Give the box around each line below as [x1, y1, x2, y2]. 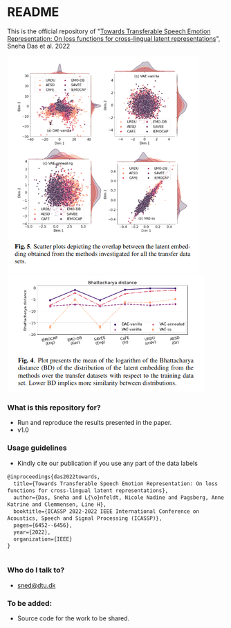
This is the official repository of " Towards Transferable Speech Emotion [7, 27, 211, 35]
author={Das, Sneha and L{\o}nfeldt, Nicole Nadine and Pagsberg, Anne [13, 494, 225, 501]
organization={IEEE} [13, 535, 73, 543]
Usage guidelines [7, 443, 67, 453]
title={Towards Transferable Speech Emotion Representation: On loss [13, 480, 218, 487]
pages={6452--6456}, [13, 521, 73, 529]
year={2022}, [13, 528, 51, 536]
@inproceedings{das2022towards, [7, 473, 100, 480]
